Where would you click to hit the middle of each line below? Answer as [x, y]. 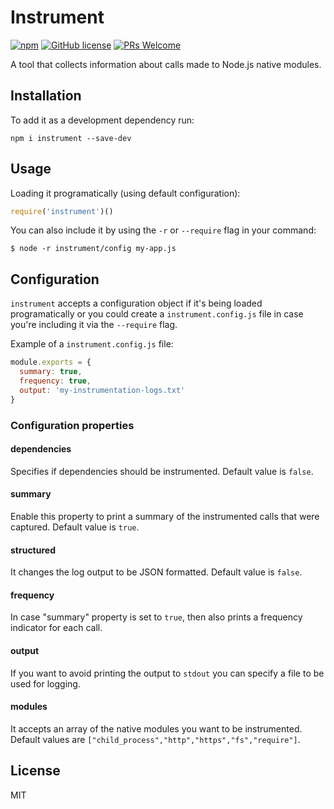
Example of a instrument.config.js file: [92, 344]
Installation [46, 96]
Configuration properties [72, 425]
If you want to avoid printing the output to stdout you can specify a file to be [167, 673]
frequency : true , [55, 381]
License [35, 771]
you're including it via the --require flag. [94, 325]
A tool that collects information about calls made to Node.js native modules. [166, 64]
